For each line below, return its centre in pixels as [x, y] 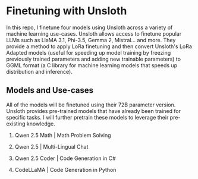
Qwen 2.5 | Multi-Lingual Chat [51, 146]
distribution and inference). [40, 71]
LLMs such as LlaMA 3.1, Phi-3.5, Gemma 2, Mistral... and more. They [91, 40]
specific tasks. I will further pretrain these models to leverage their [87, 117]
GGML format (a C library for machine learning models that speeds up [92, 65]
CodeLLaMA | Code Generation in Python [65, 169]
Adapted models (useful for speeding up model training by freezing [89, 52]
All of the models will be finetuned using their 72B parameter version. [91, 105]
